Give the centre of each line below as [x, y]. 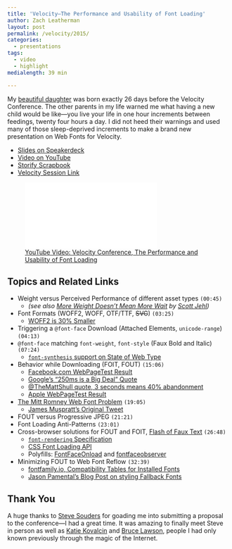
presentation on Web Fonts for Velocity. [64, 136]
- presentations [37, 46]
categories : [25, 40]
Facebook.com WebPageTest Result [80, 372]
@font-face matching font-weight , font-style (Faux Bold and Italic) [115, 343]
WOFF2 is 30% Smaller [62, 321]
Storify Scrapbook [44, 165]
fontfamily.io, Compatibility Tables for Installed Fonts [104, 469]
